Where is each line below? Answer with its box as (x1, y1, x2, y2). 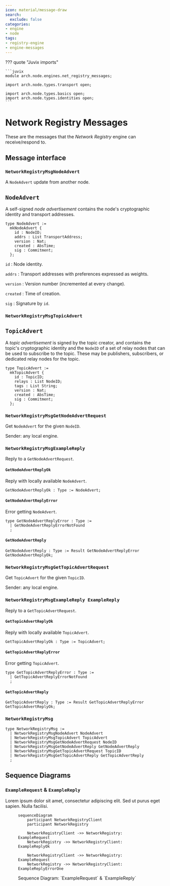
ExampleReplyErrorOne (18, 866, 64, 871)
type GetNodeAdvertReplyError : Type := (5, 518, 92, 523)
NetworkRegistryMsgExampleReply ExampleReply (5, 597, 120, 603)
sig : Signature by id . (5, 300, 50, 307)
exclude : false (10, 17, 42, 22)
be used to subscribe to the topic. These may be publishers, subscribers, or (5, 350, 164, 357)
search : (5, 12, 22, 17)
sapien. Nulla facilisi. (5, 803, 48, 809)
